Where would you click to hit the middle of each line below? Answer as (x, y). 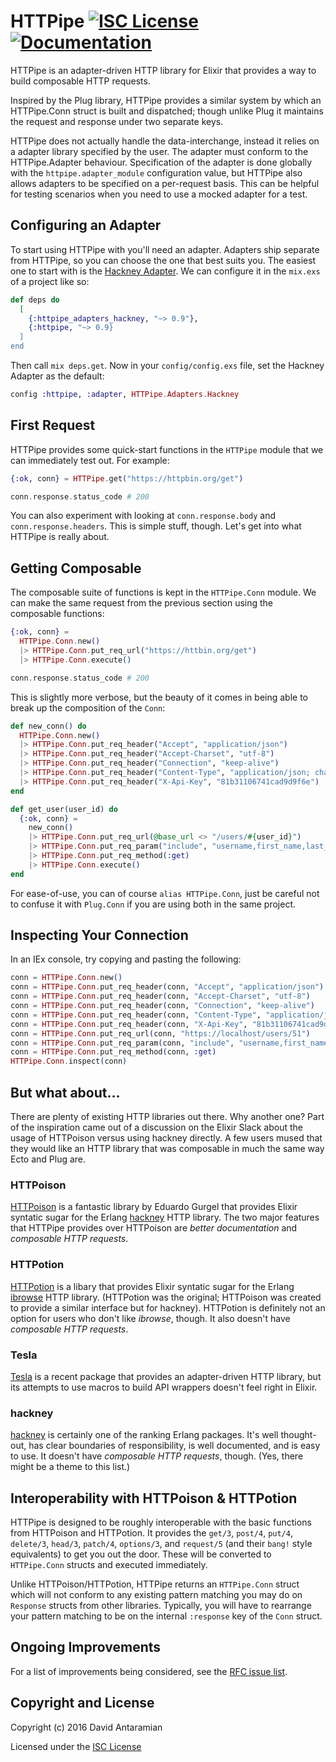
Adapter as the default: (57, 376)
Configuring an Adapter (86, 225)
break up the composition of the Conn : (88, 707)
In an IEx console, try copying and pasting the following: (126, 959)
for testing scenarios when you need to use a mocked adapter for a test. (159, 194)
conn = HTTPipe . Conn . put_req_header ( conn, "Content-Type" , (136, 1015)
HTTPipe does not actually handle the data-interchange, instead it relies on (165, 141)
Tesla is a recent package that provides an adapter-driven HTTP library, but (166, 1376)
